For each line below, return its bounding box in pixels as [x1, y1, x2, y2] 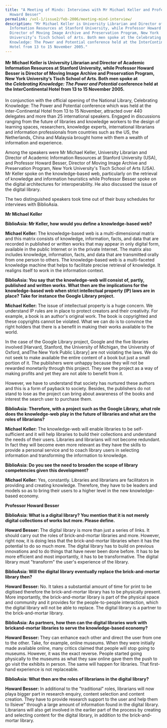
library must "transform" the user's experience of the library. [5, 559, 129, 565]
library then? [5, 574, 32, 580]
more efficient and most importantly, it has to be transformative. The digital [5, 554, 159, 560]
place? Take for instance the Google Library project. [5, 292, 115, 299]
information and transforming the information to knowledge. [5, 452, 128, 458]
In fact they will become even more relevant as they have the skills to [5, 441, 147, 447]
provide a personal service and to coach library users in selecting [5, 447, 139, 453]
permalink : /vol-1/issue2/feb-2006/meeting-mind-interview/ [5, 16, 133, 21]
